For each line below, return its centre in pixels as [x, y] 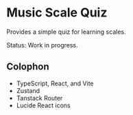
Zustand [28, 90]
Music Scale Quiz [57, 13]
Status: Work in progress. [42, 45]
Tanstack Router [39, 98]
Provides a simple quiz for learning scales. [66, 32]
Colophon [28, 67]
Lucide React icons [43, 105]
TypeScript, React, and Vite [55, 83]
